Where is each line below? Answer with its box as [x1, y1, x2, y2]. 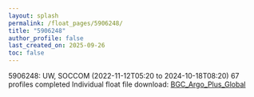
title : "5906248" [8, 26, 66, 34]
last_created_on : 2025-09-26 [8, 42, 105, 50]
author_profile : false [8, 34, 84, 42]
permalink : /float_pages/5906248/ [8, 19, 124, 27]
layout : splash [8, 11, 59, 20]
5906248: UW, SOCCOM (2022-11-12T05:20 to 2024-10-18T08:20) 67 [8, 71, 240, 80]
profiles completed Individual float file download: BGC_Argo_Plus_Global [8, 79, 246, 89]
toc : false [8, 49, 45, 57]
